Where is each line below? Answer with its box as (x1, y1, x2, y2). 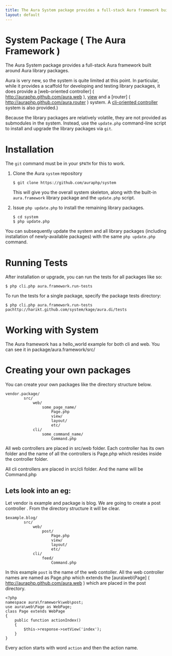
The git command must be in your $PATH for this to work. (5, 160, 125, 167)
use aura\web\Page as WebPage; (5, 604, 72, 609)
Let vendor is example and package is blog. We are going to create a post (5, 500, 161, 506)
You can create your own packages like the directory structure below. (5, 381, 152, 387)
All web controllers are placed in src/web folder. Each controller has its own (5, 445, 165, 452)
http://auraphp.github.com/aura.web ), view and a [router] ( (5, 94, 131, 100)
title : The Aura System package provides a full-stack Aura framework (5, 7, 159, 13)
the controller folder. (5, 456, 49, 462)
